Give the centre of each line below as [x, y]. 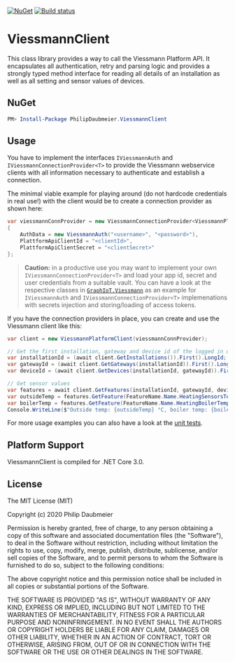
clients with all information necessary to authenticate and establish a [106, 173]
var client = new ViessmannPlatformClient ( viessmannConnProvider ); [108, 339]
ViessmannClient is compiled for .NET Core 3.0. [76, 462]
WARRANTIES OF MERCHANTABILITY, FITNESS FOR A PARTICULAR [106, 615]
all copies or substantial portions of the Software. [78, 586]
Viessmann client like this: [45, 325]
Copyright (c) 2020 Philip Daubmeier [60, 515]
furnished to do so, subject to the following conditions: [86, 565]
